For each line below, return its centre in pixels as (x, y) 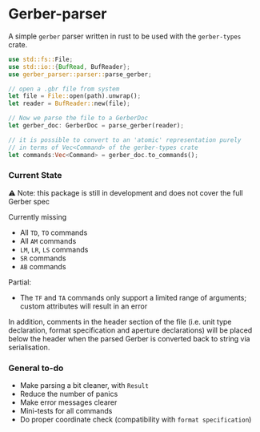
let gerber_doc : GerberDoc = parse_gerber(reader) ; (96, 126)
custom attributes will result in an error (84, 306)
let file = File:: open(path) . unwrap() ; (75, 96)
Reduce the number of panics (69, 394)
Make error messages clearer (68, 402)
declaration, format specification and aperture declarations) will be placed (130, 330)
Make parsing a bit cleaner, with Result (84, 386)
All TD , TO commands (54, 232)
